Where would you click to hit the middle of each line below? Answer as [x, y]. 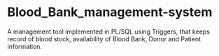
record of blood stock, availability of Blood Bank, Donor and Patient [104, 38]
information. [25, 46]
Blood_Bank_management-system [110, 12]
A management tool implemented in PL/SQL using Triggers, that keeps [108, 31]
